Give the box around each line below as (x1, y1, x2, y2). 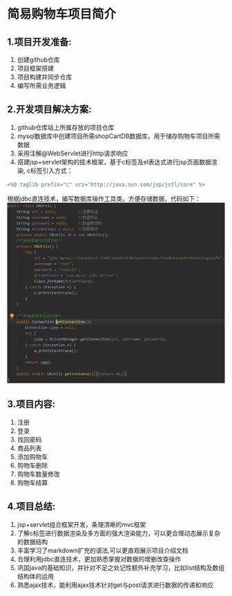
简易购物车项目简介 (7, 6, 117, 22)
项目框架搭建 (17, 64, 54, 73)
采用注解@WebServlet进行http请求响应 (17, 149, 128, 157)
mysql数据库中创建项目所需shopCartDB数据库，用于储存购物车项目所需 (17, 132, 221, 140)
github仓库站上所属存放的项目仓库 (17, 123, 115, 131)
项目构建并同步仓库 (17, 73, 72, 81)
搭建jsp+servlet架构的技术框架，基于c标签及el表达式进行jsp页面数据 (17, 157, 212, 166)
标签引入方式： (30, 166, 73, 175)
